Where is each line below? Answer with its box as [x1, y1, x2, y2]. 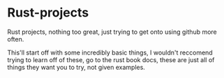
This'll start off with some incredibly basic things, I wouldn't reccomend [7, 48, 213, 57]
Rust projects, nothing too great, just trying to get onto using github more [7, 28, 218, 36]
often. [7, 35, 24, 43]
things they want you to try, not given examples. [7, 63, 145, 71]
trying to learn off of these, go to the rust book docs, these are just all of [7, 55, 215, 64]
